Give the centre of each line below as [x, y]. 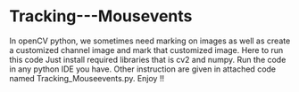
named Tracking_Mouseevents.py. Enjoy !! [87, 78]
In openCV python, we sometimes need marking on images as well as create [150, 41]
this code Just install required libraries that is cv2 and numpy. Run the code [148, 59]
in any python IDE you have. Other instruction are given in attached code [143, 69]
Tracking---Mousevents [101, 16]
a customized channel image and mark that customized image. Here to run [146, 50]
